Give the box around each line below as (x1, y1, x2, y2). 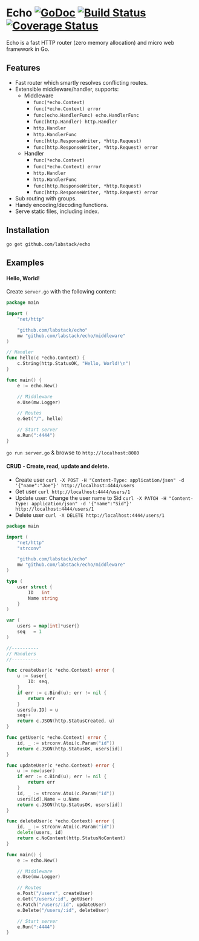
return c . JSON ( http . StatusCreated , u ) (17, 718, 115, 724)
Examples (6, 257, 44, 267)
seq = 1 (17, 629, 42, 635)
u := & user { (17, 673, 47, 679)
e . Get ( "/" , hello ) (17, 416, 64, 422)
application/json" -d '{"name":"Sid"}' (31, 500, 132, 507)
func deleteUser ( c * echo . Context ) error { (6, 818, 115, 824)
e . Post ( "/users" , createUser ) (17, 890, 94, 897)
